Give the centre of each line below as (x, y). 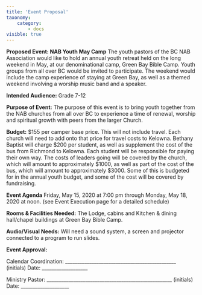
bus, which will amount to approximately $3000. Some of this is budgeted (98, 171)
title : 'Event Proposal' (37, 12)
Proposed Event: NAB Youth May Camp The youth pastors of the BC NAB (99, 51)
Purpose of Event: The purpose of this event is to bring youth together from (101, 107)
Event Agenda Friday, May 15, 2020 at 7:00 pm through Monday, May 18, (97, 195)
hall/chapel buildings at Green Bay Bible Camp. (65, 220)
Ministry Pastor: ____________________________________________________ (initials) (100, 280)
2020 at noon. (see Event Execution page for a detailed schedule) (88, 202)
